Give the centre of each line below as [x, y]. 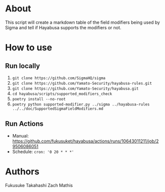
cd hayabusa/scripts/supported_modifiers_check [62, 94]
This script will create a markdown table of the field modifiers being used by [82, 22]
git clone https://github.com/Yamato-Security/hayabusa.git [75, 89]
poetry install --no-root [39, 99]
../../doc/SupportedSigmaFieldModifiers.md [58, 109]
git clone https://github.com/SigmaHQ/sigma [59, 78]
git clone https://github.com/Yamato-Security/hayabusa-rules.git [82, 83]
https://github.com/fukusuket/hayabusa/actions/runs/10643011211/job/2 [85, 141]
